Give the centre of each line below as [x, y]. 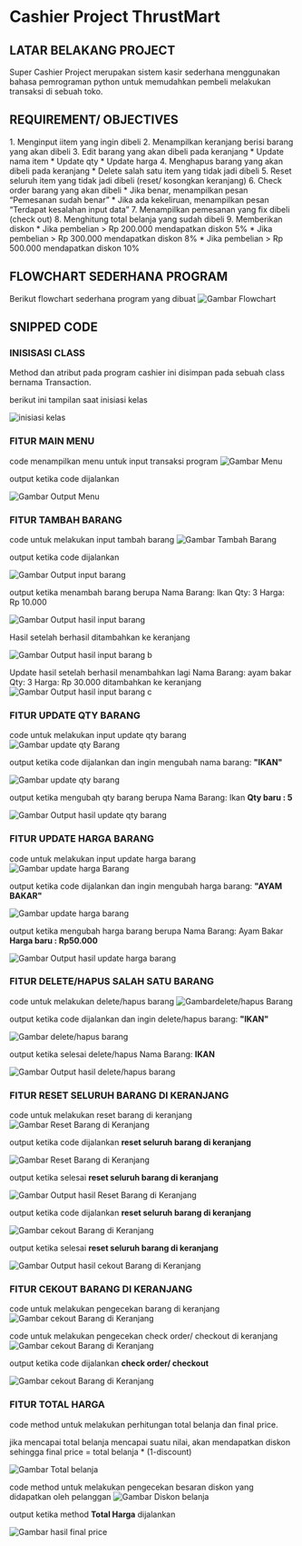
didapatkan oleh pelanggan [60, 1496]
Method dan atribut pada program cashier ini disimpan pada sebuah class [147, 373]
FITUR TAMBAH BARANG [66, 520]
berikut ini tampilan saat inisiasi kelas [78, 400]
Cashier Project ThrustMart [115, 17]
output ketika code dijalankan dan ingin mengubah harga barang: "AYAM [146, 886]
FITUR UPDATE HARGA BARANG [82, 839]
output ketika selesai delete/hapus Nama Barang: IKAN [112, 1054]
